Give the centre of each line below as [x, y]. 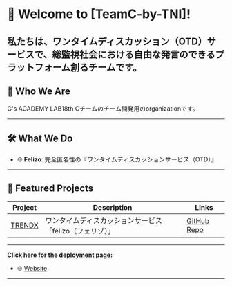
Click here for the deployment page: [60, 255]
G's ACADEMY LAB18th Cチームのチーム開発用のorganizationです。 [103, 109]
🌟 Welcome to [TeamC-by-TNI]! [99, 14]
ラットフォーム [39, 68]
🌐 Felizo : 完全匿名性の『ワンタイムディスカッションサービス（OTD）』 [117, 159]
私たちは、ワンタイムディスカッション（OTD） [107, 41]
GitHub [198, 221]
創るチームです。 [106, 68]
